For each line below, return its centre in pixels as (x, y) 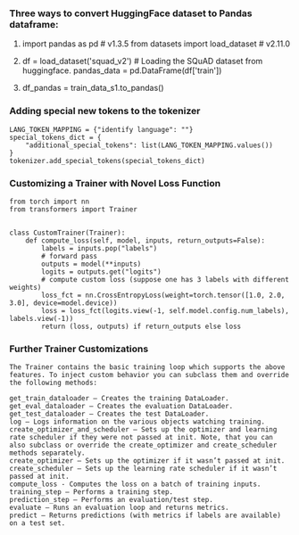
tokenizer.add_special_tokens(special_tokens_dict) (107, 160)
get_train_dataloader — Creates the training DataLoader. (119, 399)
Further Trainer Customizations (79, 349)
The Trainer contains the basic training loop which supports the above (147, 367)
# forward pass (70, 256)
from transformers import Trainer (74, 209)
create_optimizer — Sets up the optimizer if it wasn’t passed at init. (147, 461)
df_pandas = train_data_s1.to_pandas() (93, 88)
